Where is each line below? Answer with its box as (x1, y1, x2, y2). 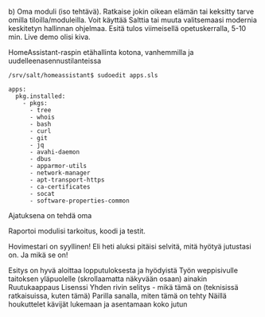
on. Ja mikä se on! (8, 250, 68, 260)
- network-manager (29, 169, 91, 177)
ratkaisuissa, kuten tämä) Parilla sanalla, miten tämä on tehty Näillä (8, 291, 227, 300)
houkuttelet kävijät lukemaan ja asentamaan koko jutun (8, 299, 188, 309)
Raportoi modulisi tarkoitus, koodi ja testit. (8, 226, 146, 236)
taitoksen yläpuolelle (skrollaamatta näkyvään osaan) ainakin (8, 274, 208, 284)
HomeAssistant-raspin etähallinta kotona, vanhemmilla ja (8, 48, 194, 57)
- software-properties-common (29, 197, 130, 205)
